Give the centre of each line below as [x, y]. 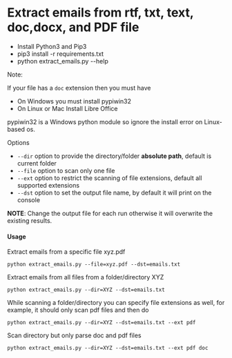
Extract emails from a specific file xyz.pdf [66, 252]
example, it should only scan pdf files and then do [78, 310]
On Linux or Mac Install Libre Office [67, 108]
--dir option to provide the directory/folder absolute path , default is [114, 156]
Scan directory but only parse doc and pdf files [74, 335]
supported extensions [48, 185]
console [28, 200]
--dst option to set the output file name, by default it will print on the [114, 192]
